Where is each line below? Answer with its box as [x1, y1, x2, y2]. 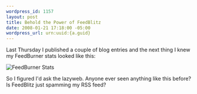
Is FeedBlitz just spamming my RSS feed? [6, 81, 106, 88]
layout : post [6, 14, 38, 20]
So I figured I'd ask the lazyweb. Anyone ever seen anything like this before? [6, 75, 192, 82]
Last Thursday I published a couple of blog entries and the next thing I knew [6, 46, 191, 53]
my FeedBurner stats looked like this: [6, 53, 96, 60]
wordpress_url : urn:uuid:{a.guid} [6, 30, 91, 36]
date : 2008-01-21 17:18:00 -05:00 [6, 25, 91, 31]
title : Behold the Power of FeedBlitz [6, 19, 101, 25]
